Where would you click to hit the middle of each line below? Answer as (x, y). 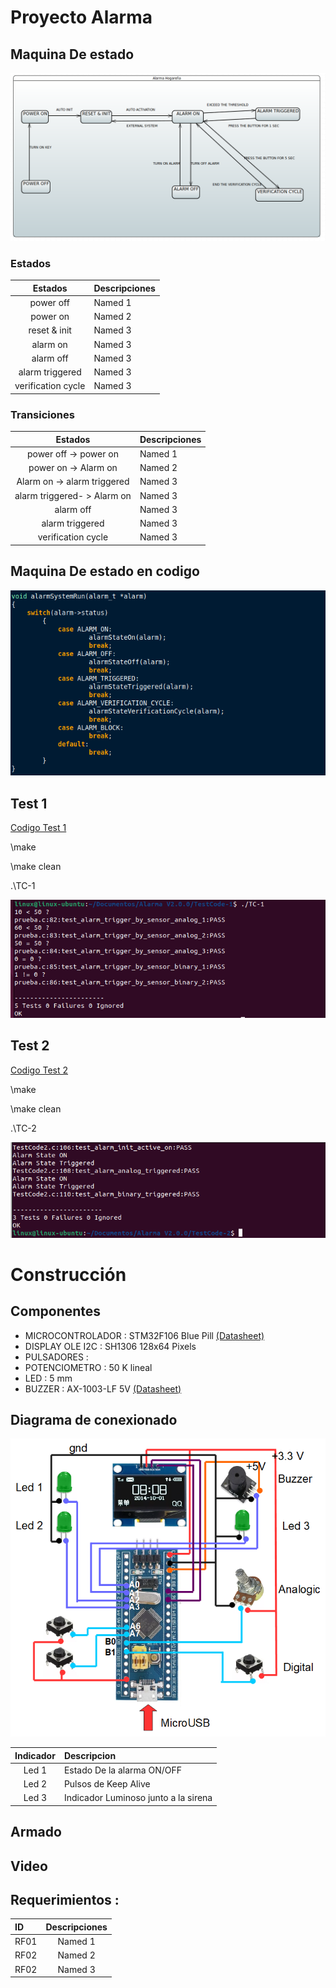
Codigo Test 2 (39, 1070)
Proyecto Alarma (81, 17)
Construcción (68, 1274)
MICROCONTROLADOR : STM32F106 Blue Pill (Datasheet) (144, 1335)
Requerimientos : (65, 1899)
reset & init (50, 330)
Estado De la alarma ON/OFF (122, 1770)
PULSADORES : (56, 1357)
